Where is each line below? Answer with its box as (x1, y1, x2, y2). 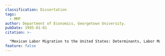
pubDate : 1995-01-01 (5, 26, 48, 30)
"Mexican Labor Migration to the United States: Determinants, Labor (9, 39, 155, 44)
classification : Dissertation (5, 7, 67, 12)
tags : (5, 12, 16, 17)
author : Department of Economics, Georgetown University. (5, 21, 126, 26)
